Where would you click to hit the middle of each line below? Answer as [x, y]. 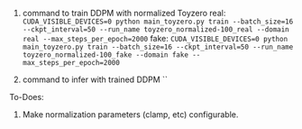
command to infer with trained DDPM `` [95, 79]
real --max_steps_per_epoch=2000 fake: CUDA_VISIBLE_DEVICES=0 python [155, 38]
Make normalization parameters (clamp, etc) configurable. [130, 115]
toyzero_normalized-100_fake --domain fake [105, 55]
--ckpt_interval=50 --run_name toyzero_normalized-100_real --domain [156, 30]
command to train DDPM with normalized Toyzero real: [124, 13]
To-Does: [27, 97]
